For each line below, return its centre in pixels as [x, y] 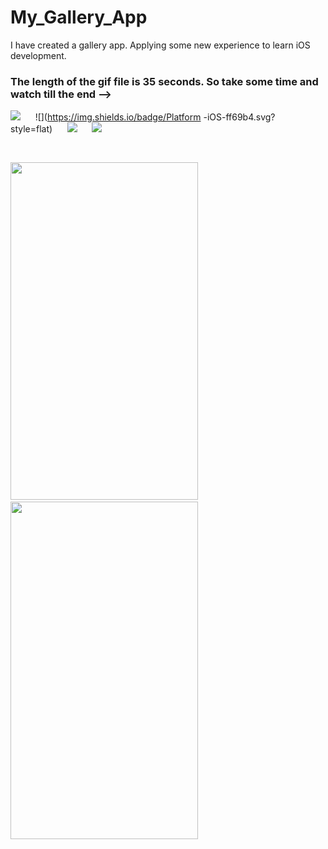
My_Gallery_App [79, 17]
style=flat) [31, 129]
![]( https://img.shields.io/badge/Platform [118, 117]
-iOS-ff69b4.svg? [239, 117]
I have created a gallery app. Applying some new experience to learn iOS [160, 45]
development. [38, 55]
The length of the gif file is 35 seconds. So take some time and [164, 81]
